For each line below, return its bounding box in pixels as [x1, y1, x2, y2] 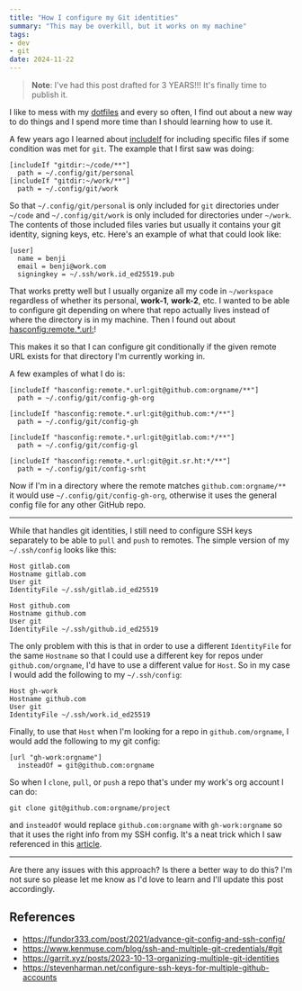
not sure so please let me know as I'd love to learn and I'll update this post [9, 874, 284, 885]
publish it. [31, 89, 68, 100]
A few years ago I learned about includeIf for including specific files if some [9, 134, 289, 144]
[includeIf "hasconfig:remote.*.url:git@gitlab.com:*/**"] [9, 433, 235, 442]
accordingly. [9, 884, 56, 894]
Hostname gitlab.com [9, 570, 87, 579]
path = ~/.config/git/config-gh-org [17, 393, 155, 402]
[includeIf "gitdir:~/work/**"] [9, 176, 130, 185]
